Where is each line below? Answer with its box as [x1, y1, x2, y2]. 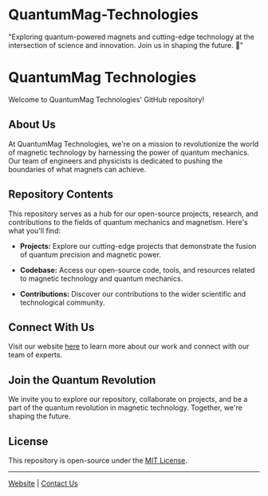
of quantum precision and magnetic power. [19, 250, 162, 259]
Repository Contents [8, 187, 114, 201]
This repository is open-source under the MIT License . [8, 455, 188, 465]
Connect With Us [8, 321, 95, 334]
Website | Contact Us [8, 478, 78, 488]
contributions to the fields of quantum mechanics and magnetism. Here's [8, 217, 249, 226]
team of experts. [8, 350, 62, 360]
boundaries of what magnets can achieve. [8, 164, 147, 174]
